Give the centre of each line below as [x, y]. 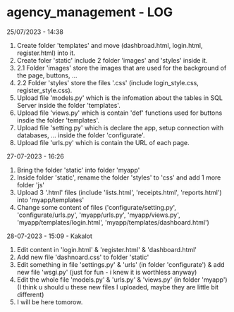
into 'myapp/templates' [50, 200]
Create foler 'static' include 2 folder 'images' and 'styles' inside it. [112, 60]
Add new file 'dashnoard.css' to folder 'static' [83, 257]
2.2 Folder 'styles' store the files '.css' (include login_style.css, [107, 82]
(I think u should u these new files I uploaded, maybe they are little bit [118, 287]
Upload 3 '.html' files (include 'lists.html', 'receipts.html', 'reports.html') [119, 192]
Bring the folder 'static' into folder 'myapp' [78, 170]
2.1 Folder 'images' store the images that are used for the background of [122, 68]
